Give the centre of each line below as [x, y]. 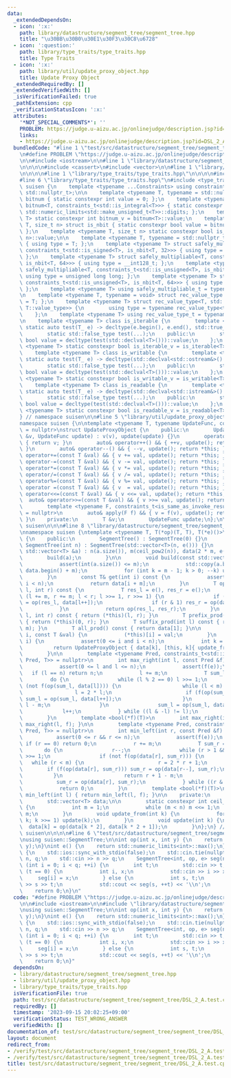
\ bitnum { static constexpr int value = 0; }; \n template [110, 199]
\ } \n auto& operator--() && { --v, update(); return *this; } [123, 449]
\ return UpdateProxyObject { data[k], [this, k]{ [107, 647]
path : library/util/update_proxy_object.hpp [84, 71]
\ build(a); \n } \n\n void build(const [107, 558]
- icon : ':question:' [44, 45]
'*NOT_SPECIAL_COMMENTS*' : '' [63, 122]
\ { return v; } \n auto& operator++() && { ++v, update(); [117, 443]
